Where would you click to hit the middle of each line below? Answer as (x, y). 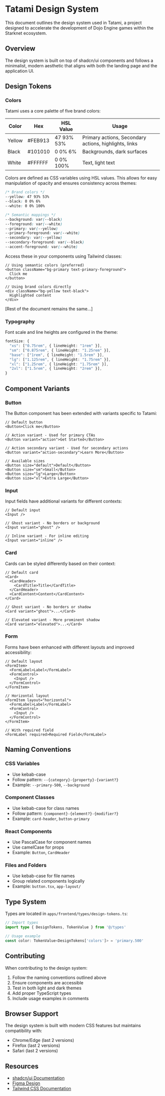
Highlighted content (30, 295)
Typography (20, 322)
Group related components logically (48, 881)
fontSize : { (17, 341)
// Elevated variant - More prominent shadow (52, 620)
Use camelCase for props (38, 847)
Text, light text (99, 163)
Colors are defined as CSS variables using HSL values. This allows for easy (81, 178)
